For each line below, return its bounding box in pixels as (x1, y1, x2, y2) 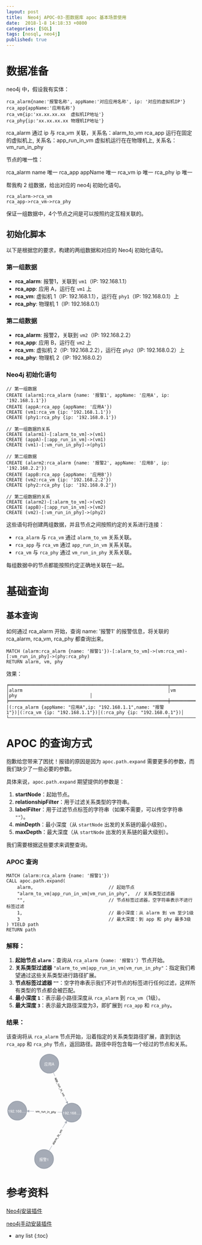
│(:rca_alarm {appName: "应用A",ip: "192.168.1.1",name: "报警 (6, 704, 164, 710)
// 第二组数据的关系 (6, 494, 50, 500)
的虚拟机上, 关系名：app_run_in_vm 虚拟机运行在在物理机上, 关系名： (6, 137, 177, 144)
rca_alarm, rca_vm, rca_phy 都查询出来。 (6, 635, 107, 642)
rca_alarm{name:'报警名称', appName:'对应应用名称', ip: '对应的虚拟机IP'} (6, 99, 186, 105)
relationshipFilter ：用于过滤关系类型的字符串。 (14, 798, 133, 805)
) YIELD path (6, 921, 39, 927)
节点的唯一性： (6, 156, 43, 163)
